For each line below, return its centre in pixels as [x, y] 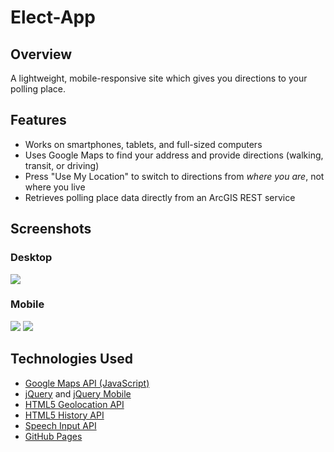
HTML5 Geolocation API [74, 404]
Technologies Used [71, 359]
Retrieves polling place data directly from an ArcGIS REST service [160, 197]
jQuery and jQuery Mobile [78, 393]
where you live [55, 187]
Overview [41, 54]
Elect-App [53, 17]
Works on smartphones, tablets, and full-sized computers [143, 144]
